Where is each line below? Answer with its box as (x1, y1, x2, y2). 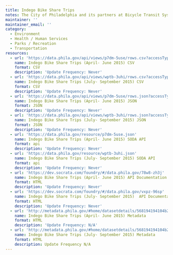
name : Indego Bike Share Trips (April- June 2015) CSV (14, 60, 135, 65)
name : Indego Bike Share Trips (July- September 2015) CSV (14, 79, 144, 84)
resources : (5, 50, 29, 56)
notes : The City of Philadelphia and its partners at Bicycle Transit (5, 12, 160, 17)
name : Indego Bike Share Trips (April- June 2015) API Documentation (14, 175, 167, 180)
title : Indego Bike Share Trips (5, 7, 75, 13)
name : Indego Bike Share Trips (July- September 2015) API (14, 194, 146, 199)
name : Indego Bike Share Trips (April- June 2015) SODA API (14, 137, 146, 142)
